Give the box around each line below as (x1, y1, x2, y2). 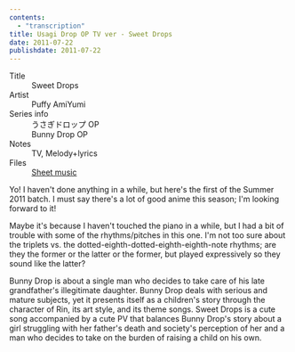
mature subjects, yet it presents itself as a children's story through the (9, 295, 266, 306)
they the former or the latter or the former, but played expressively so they (9, 249, 282, 259)
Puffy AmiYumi (31, 99, 86, 110)
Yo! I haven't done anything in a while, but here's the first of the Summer (9, 184, 275, 195)
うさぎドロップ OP (31, 119, 100, 130)
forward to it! (9, 203, 57, 214)
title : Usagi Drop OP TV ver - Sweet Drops (9, 29, 173, 38)
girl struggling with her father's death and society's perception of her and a (9, 323, 285, 334)
